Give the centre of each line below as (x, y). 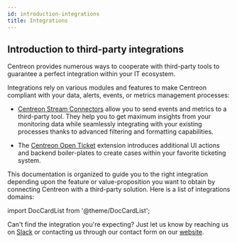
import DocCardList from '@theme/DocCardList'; (79, 211)
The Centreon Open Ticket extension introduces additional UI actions (118, 146)
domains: (21, 197)
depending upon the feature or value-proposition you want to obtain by (111, 182)
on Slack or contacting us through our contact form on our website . (106, 232)
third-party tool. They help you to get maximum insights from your (114, 117)
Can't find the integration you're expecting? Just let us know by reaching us (118, 225)
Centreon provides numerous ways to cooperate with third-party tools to (114, 66)
